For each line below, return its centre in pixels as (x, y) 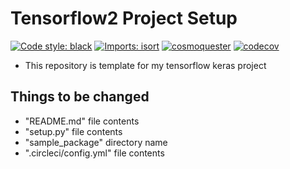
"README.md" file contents (82, 121)
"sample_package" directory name (96, 142)
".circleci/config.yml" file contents (94, 153)
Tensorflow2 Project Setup (124, 18)
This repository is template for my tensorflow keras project (145, 65)
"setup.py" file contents (73, 131)
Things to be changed (80, 97)
